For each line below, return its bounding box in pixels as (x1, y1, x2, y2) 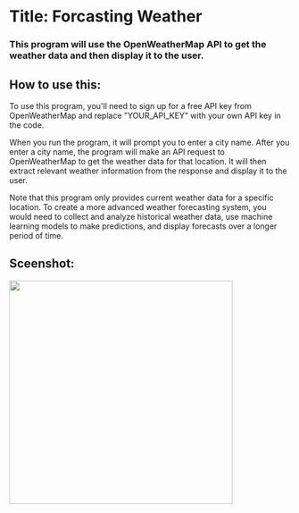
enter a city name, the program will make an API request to (9, 146, 225, 157)
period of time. (9, 230, 64, 240)
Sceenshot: (9, 256, 75, 272)
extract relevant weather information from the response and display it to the (9, 165, 287, 176)
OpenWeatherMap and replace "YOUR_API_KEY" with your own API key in (9, 110, 281, 121)
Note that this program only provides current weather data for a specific (9, 192, 274, 203)
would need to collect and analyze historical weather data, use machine (9, 211, 273, 222)
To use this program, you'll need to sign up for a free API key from (9, 100, 252, 111)
